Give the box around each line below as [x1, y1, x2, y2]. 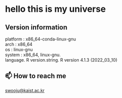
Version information [5, 23, 68, 32]
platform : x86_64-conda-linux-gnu [5, 36, 76, 42]
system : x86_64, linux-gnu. [5, 52, 61, 58]
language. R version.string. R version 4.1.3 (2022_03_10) [5, 57, 118, 63]
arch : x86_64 [5, 41, 33, 47]
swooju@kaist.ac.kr [5, 87, 45, 93]
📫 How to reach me [5, 72, 67, 80]
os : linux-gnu [5, 47, 33, 52]
